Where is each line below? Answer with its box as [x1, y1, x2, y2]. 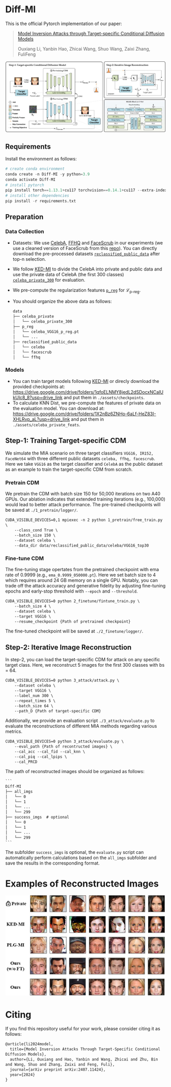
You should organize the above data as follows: [12, 298, 112, 304]
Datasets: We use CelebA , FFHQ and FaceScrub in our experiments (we [12, 239, 163, 246]
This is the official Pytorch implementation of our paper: [5, 20, 122, 27]
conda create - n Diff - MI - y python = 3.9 [5, 171, 90, 177]
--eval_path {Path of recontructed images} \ [14, 744, 113, 750]
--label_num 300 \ [14, 693, 53, 698]
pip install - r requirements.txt [5, 198, 76, 204]
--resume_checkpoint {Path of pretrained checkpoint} [14, 619, 131, 624]
